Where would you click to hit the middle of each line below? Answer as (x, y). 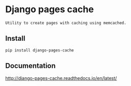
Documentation (31, 66)
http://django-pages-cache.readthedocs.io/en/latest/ (61, 78)
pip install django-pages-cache (40, 50)
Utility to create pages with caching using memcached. (66, 23)
